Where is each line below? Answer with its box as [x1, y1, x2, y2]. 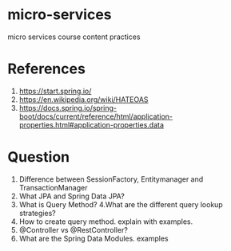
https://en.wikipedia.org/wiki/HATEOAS [18, 94, 149, 104]
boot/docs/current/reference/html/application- [18, 112, 173, 121]
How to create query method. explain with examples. [18, 217, 193, 226]
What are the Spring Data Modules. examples [18, 233, 169, 243]
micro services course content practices [7, 32, 141, 41]
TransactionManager [18, 182, 88, 192]
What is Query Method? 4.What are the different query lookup [18, 199, 223, 209]
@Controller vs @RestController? [18, 225, 129, 234]
